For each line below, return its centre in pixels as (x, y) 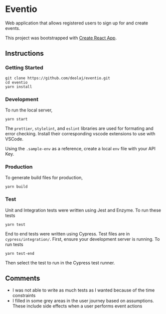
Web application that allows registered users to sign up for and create (77, 23)
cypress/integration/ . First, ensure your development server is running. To (83, 239)
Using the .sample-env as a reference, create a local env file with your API (80, 148)
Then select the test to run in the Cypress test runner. (60, 263)
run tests (14, 244)
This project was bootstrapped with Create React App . (61, 38)
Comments (23, 278)
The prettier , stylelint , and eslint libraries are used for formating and (79, 128)
